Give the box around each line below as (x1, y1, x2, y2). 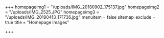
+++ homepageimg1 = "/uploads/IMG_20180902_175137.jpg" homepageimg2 (5, 4, 160, 10)
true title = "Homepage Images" (5, 19, 70, 25)
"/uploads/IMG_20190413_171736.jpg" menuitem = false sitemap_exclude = (5, 14, 156, 20)
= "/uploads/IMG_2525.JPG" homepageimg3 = (5, 9, 99, 15)
